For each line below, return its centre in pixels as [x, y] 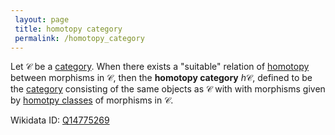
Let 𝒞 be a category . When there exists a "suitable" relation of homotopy [160, 67]
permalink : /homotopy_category [79, 38]
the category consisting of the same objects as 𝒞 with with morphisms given [168, 89]
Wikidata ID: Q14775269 [60, 120]
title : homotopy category [68, 29]
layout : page [42, 19]
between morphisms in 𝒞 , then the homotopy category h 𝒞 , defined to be [161, 78]
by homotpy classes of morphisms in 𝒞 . [92, 100]
